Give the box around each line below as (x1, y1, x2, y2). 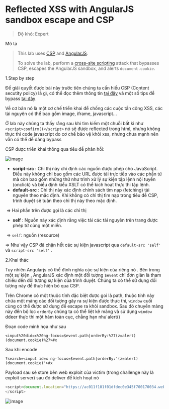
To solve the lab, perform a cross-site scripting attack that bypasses (17, 60, 159, 66)
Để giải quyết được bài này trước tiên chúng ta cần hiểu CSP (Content (5, 84, 149, 91)
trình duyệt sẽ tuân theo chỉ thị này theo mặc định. (12, 197, 117, 203)
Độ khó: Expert (17, 31, 49, 37)
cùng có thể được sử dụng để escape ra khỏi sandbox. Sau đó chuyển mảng (5, 303, 163, 309)
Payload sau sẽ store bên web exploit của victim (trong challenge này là (5, 369, 154, 375)
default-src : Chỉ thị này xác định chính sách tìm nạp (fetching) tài (12, 187, 150, 193)
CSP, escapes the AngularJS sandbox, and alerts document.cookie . (17, 65, 155, 71)
